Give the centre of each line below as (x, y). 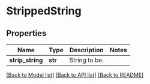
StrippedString (44, 11)
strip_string (26, 60)
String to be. (86, 60)
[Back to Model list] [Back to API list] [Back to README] (75, 75)
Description (86, 50)
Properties (26, 33)
